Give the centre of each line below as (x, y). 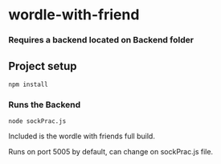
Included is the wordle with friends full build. (82, 136)
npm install (28, 84)
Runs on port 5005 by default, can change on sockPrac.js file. (111, 152)
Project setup (43, 66)
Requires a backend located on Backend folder (101, 40)
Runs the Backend (45, 105)
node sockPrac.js (37, 121)
